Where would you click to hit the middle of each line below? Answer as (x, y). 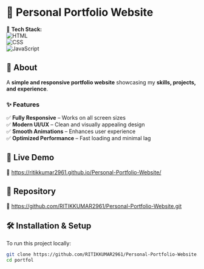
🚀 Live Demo (30, 158)
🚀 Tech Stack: (24, 29)
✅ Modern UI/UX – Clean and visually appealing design (76, 124)
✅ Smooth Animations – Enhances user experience (71, 131)
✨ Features (23, 104)
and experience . (27, 89)
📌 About (22, 68)
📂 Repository (31, 192)
